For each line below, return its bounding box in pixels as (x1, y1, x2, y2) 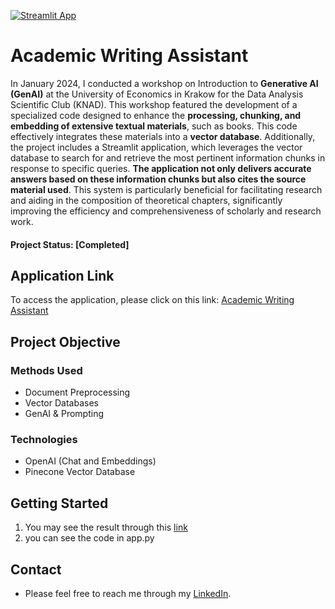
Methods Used (10, 363, 83, 377)
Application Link (10, 267, 115, 284)
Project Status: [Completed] (10, 238, 130, 250)
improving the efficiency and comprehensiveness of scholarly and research (10, 205, 322, 217)
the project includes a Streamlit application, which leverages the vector (10, 141, 303, 153)
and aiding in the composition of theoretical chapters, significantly (10, 194, 283, 206)
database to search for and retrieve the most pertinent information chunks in (10, 151, 326, 164)
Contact (10, 561, 62, 578)
